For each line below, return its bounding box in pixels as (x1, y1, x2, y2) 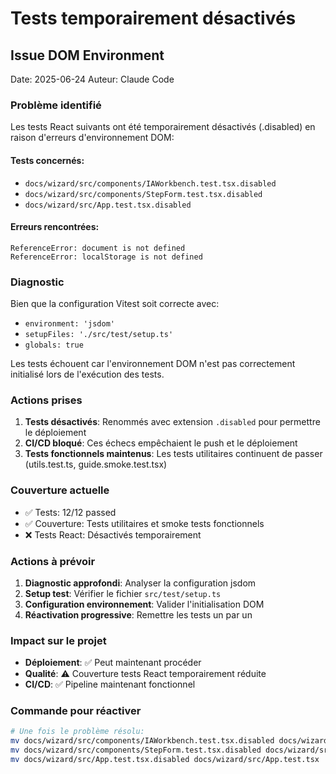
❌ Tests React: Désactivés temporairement (24, 528, 202, 541)
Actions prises (10, 393, 83, 407)
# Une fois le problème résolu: (10, 727, 145, 737)
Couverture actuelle (10, 483, 110, 497)
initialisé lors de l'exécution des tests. (10, 368, 165, 380)
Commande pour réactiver (10, 704, 142, 718)
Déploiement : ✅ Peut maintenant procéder (24, 657, 202, 669)
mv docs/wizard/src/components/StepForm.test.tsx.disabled (10, 745, 262, 756)
